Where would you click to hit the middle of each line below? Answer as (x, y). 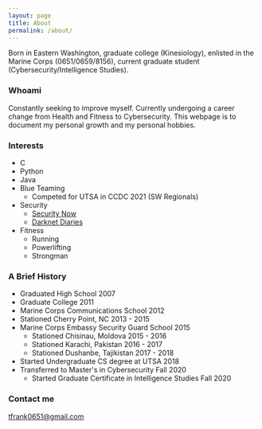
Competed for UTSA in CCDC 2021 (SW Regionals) (115, 197)
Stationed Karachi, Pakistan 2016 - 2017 (97, 345)
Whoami (25, 91)
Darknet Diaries (57, 222)
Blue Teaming (42, 188)
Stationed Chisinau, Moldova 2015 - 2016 (99, 336)
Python (31, 171)
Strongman (50, 255)
